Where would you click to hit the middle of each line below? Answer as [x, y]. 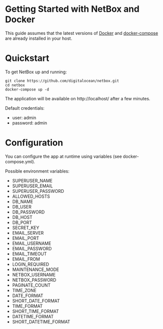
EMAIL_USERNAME [32, 243]
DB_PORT [22, 222]
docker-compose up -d [27, 90]
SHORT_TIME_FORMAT [35, 311]
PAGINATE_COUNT [31, 285]
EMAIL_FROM [26, 259]
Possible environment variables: [37, 171]
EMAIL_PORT [25, 238]
